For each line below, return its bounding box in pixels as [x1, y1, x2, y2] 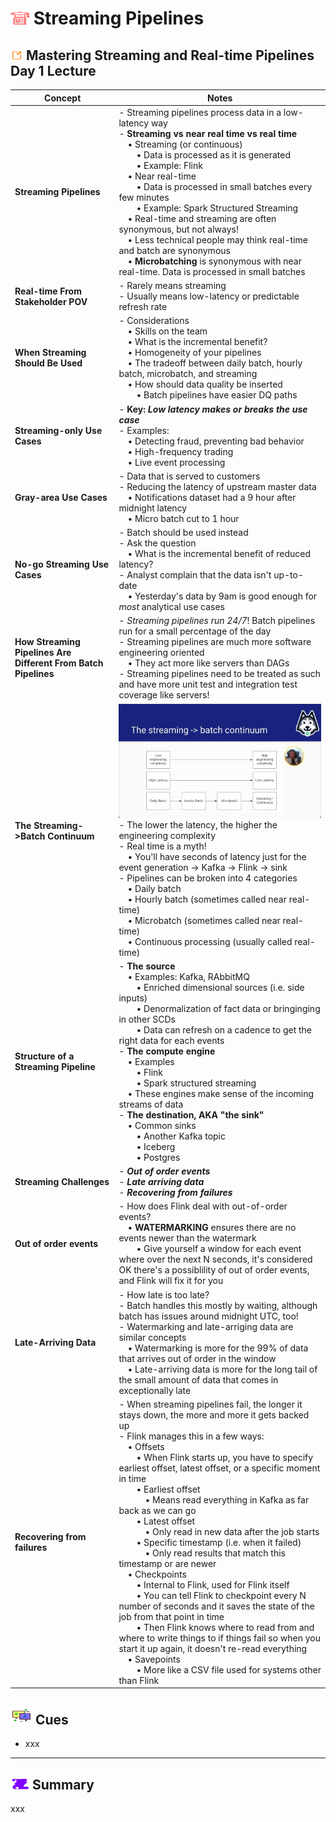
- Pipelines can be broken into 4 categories [118, 872, 298, 884]
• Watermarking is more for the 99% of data [127, 1342, 309, 1354]
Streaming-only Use [14, 424, 103, 436]
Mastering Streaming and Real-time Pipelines [25, 47, 315, 64]
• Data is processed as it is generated [136, 148, 292, 161]
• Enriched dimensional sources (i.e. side [136, 981, 305, 993]
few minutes [118, 191, 170, 203]
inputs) [118, 992, 148, 1004]
